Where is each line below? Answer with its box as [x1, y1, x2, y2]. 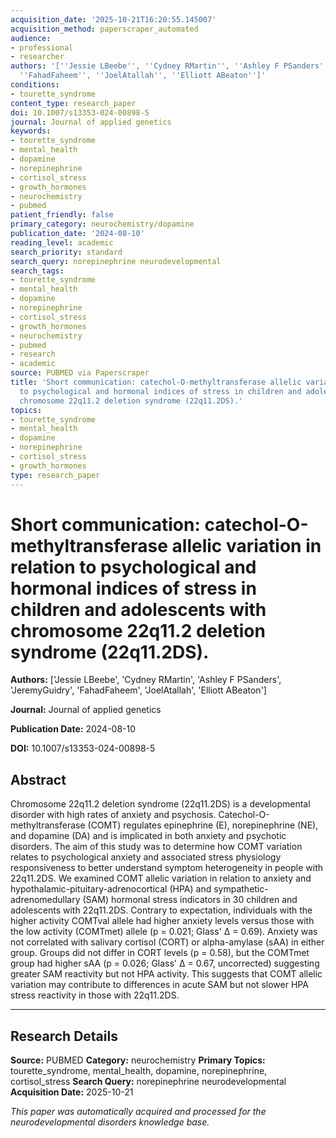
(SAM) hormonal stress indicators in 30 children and [82, 894, 298, 906]
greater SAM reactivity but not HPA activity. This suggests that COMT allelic [10, 968, 323, 980]
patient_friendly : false [10, 210, 114, 220]
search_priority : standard [10, 247, 123, 257]
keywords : [10, 126, 52, 136]
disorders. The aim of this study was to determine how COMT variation [10, 841, 303, 853]
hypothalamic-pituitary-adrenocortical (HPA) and [10, 883, 212, 895]
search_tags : [10, 266, 65, 276]
